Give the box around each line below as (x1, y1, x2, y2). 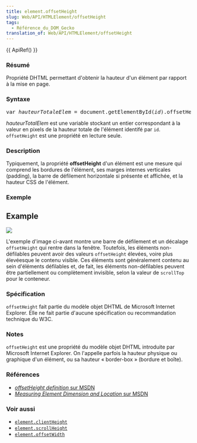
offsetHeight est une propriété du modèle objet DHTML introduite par (6, 343, 175, 350)
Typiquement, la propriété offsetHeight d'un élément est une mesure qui (6, 160, 182, 167)
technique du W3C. (6, 316, 53, 323)
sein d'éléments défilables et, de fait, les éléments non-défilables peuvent (6, 263, 185, 270)
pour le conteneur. (6, 275, 51, 282)
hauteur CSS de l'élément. (6, 179, 69, 186)
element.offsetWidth (14, 431, 65, 437)
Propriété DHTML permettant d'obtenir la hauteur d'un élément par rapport (6, 74, 187, 81)
